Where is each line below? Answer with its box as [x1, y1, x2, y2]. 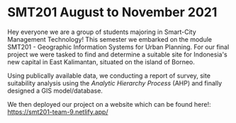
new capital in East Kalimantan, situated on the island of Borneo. [7, 57, 195, 66]
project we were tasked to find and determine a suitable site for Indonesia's [7, 50, 228, 59]
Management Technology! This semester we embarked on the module [7, 35, 213, 43]
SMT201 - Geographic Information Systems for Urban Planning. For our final [7, 42, 230, 51]
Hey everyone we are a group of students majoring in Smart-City [7, 28, 196, 36]
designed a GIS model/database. [7, 86, 103, 95]
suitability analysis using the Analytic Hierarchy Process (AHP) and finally [7, 78, 223, 87]
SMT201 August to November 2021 [7, 4, 218, 20]
